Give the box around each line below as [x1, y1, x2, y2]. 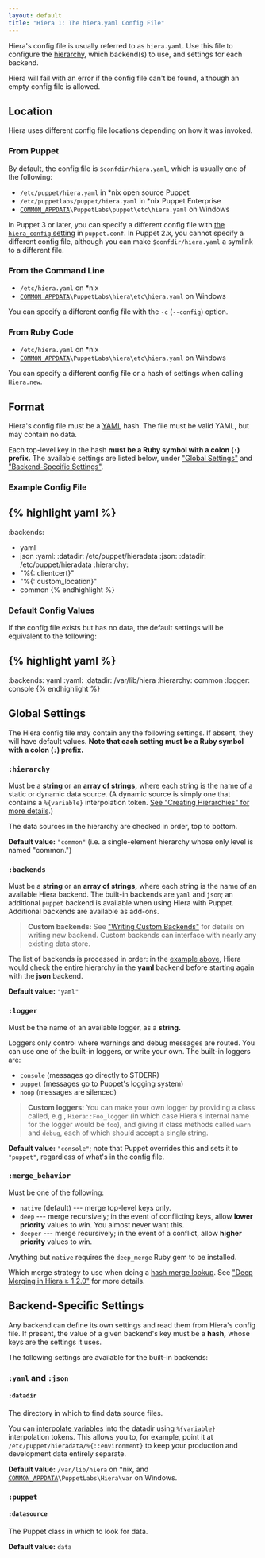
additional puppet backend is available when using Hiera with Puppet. [8, 898, 234, 908]
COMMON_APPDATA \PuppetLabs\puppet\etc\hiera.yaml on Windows [19, 204, 230, 214]
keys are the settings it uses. [8, 1337, 102, 1347]
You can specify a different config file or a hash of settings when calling [8, 369, 244, 378]
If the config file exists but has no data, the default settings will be [8, 623, 224, 633]
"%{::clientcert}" [19, 568, 75, 577]
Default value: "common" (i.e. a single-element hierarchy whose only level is [8, 836, 254, 847]
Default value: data [8, 1541, 72, 1551]
